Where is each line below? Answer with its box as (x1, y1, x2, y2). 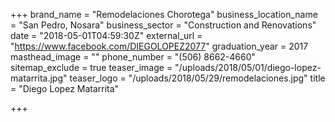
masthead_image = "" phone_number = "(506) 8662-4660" (10, 51, 257, 63)
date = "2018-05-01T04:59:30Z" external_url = (10, 30, 203, 41)
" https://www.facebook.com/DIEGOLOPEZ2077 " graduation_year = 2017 (10, 40, 309, 52)
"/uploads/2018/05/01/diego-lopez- (174, 62, 322, 73)
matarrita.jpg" (10, 72, 68, 84)
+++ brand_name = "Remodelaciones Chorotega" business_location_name (10, 9, 318, 20)
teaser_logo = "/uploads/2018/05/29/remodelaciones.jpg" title (69, 72, 326, 84)
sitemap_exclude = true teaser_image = (10, 62, 173, 73)
